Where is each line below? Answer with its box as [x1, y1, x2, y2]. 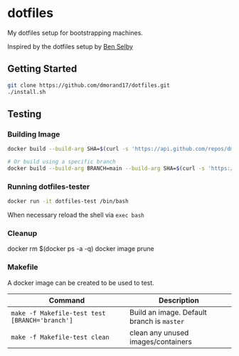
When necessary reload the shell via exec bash [7, 210, 144, 219]
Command [48, 295, 85, 305]
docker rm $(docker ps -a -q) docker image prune [7, 244, 154, 253]
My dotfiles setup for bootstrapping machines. [7, 28, 144, 37]
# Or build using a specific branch [7, 158, 116, 166]
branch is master [129, 316, 185, 326]
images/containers [129, 336, 192, 346]
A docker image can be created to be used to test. [7, 279, 154, 287]
